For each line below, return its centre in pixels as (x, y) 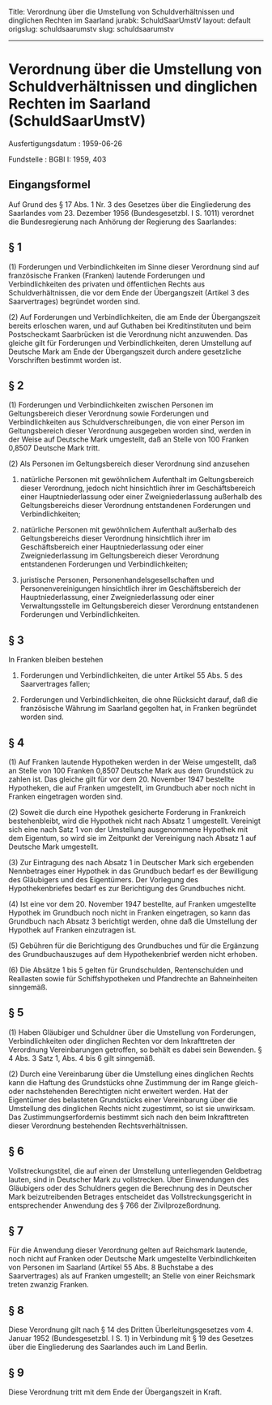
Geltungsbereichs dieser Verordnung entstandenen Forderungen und (135, 506)
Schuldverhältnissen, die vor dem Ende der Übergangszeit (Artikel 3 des (129, 292)
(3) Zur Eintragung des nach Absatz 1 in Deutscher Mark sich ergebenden (131, 862)
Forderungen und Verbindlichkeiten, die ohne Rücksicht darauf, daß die (139, 700)
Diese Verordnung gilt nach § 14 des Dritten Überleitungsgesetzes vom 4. (131, 1330)
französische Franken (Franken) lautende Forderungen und (107, 275)
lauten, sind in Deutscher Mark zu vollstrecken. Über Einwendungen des (129, 1179)
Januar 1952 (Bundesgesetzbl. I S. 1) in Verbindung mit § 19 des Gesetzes (131, 1338)
